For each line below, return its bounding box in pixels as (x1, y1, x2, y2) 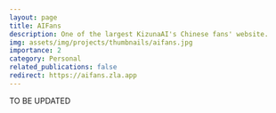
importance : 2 (9, 46, 62, 55)
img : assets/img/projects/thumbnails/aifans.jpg (9, 37, 193, 47)
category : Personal (9, 54, 82, 63)
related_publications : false (9, 63, 118, 72)
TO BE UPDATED (9, 95, 71, 106)
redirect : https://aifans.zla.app (9, 71, 138, 80)
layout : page (9, 12, 58, 22)
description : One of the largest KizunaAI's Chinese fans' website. (9, 29, 269, 38)
